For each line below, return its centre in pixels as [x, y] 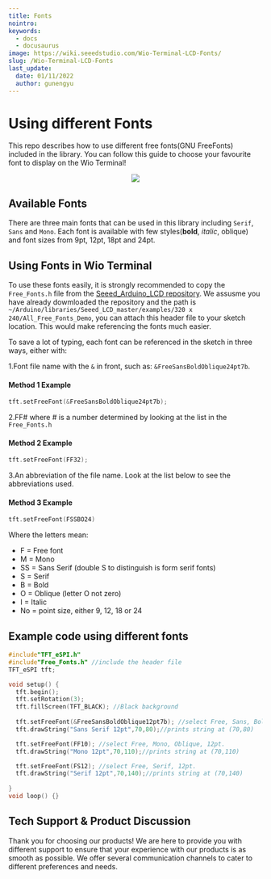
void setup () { [34, 684]
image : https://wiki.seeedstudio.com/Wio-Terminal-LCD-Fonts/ [115, 53]
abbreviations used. [41, 484]
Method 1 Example [40, 385]
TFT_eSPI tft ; [32, 670]
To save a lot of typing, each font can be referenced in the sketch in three [130, 342]
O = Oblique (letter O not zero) [71, 594]
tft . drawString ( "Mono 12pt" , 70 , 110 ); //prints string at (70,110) [128, 751]
